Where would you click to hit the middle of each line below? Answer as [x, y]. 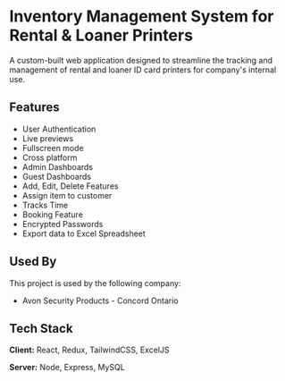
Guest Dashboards [57, 176]
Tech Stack [41, 328]
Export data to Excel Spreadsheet [84, 233]
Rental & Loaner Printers [101, 35]
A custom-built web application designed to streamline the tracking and [141, 60]
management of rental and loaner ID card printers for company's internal [143, 70]
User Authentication [59, 129]
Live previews [48, 138]
